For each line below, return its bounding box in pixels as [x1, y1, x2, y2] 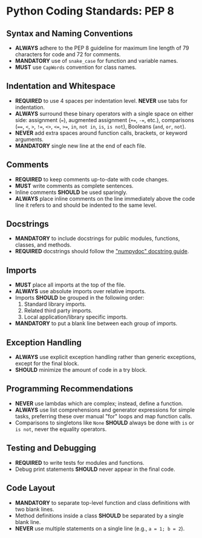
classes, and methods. [15, 241, 71, 248]
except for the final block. [15, 360, 79, 367]
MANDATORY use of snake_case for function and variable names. [15, 57, 178, 64]
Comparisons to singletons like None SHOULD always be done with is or [15, 419, 195, 426]
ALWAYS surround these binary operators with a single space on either [15, 110, 194, 117]
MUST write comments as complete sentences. [15, 182, 134, 189]
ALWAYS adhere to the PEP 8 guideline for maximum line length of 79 [15, 44, 189, 51]
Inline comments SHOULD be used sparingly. [15, 189, 128, 196]
